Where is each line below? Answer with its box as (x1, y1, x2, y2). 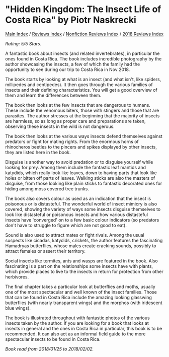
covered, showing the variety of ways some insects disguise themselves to (5, 206, 161, 212)
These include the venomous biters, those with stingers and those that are (5, 107, 159, 113)
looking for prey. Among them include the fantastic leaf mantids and (5, 164, 146, 170)
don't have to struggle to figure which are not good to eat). (5, 222, 127, 228)
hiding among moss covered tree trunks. (5, 185, 90, 192)
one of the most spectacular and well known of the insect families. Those (5, 289, 157, 295)
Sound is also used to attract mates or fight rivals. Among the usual (5, 232, 145, 238)
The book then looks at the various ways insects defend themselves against (5, 133, 162, 139)
